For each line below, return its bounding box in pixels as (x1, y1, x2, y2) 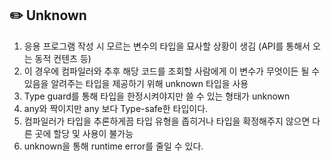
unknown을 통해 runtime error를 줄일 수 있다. (23, 140, 204, 152)
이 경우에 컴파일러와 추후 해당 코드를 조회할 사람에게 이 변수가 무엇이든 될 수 (23, 65, 321, 77)
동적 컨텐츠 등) (34, 52, 92, 64)
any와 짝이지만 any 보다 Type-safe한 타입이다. (23, 102, 209, 114)
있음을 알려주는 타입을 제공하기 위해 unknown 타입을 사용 (23, 77, 249, 89)
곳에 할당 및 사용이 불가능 (34, 127, 134, 139)
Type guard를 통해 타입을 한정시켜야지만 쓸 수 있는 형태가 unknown (23, 90, 291, 102)
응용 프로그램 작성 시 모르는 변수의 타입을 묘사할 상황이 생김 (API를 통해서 (23, 40, 311, 52)
